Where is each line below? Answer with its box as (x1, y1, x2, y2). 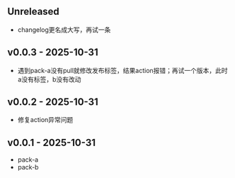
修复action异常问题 (17, 116, 74, 124)
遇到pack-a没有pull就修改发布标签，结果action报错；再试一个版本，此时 (17, 66, 228, 74)
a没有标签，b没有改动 (17, 74, 81, 84)
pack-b (17, 163, 39, 172)
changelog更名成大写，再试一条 (17, 25, 111, 34)
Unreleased (7, 6, 60, 18)
